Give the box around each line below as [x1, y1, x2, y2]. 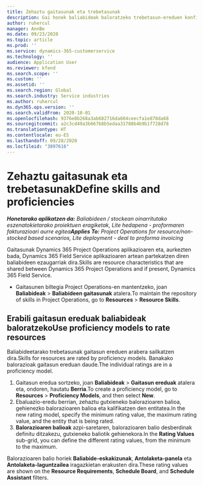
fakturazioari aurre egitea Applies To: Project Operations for [7, 227, 156, 235]
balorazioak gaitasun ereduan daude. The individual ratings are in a [7, 361, 172, 368]
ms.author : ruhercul [7, 98, 59, 104]
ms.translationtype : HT [7, 127, 67, 133]
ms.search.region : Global [7, 87, 72, 93]
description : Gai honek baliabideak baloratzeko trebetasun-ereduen [7, 14, 183, 21]
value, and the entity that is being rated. [15, 417, 115, 425]
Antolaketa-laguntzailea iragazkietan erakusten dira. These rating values [7, 461, 189, 469]
